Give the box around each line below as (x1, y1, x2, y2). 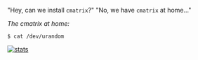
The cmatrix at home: (7, 20, 70, 27)
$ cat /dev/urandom (7, 33, 65, 40)
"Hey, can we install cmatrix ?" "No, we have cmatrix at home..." (7, 6, 192, 14)
